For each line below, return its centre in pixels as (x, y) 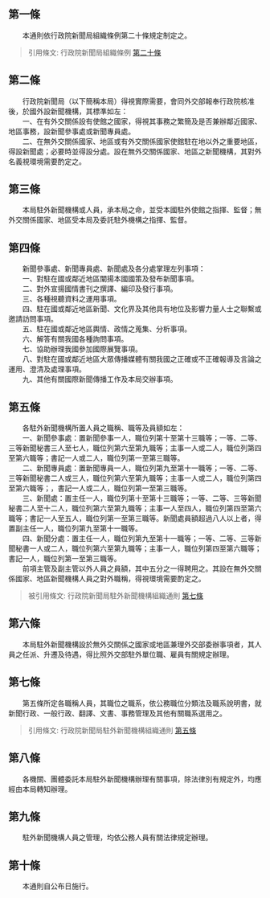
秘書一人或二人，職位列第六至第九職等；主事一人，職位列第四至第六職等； (138, 548)
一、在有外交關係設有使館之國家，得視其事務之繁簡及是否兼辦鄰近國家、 (142, 121)
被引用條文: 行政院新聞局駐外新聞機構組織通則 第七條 (115, 596)
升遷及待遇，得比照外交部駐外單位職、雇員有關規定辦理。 (138, 654)
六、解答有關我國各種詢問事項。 (75, 339)
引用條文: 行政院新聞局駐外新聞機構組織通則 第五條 (112, 730)
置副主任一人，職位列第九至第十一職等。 (75, 528)
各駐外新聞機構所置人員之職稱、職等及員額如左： (103, 428)
